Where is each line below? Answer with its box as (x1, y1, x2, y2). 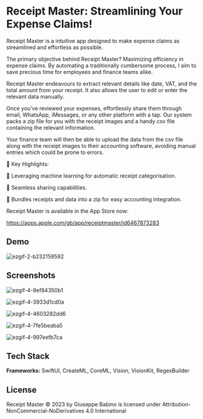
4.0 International (85, 407, 127, 415)
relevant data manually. (6, 93, 65, 100)
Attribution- (162, 401, 191, 408)
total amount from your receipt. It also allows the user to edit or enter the (6, 86, 188, 93)
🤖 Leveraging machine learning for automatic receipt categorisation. (6, 172, 176, 179)
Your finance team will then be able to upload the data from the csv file (6, 135, 184, 143)
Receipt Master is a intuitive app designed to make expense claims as (6, 37, 180, 44)
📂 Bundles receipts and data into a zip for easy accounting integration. (6, 195, 182, 203)
